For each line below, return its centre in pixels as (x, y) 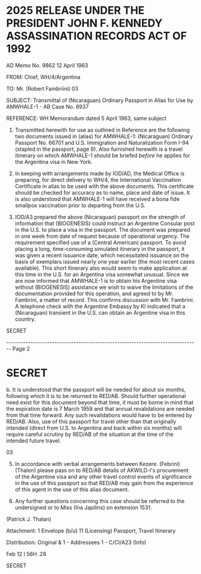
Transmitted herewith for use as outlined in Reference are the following (102, 130)
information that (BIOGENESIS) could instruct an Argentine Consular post (105, 223)
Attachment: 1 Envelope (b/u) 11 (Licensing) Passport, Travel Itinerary (91, 530)
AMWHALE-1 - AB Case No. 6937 (48, 106)
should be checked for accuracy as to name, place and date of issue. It (102, 192)
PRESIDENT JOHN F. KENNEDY (84, 23)
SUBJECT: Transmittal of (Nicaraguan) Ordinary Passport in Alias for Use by (100, 100)
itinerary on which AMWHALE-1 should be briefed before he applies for (102, 155)
